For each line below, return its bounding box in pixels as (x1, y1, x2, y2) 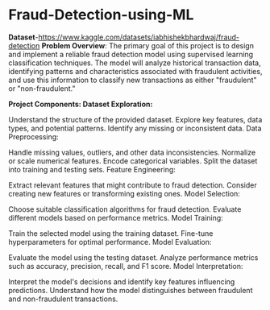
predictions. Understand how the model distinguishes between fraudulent (8, 285, 253, 295)
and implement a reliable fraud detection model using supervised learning (8, 49, 254, 59)
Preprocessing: (8, 131, 59, 142)
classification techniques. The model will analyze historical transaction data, (8, 58, 261, 68)
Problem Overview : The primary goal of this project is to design (41, 40, 254, 50)
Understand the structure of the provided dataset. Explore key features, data (8, 114, 263, 124)
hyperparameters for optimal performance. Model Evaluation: (8, 237, 212, 246)
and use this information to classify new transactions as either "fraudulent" (8, 75, 257, 85)
